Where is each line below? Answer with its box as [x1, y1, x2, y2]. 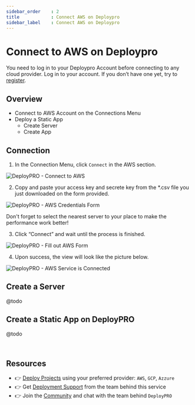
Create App [23, 128, 52, 135]
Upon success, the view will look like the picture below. [14, 253, 149, 260]
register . [6, 77, 27, 84]
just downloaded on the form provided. [14, 190, 110, 197]
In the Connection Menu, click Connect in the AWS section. [14, 161, 156, 168]
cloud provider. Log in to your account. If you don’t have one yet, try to [6, 71, 178, 78]
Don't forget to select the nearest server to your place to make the [6, 213, 167, 220]
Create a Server [6, 282, 65, 292]
